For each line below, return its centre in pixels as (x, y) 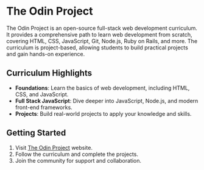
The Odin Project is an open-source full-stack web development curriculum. (102, 28)
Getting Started (36, 133)
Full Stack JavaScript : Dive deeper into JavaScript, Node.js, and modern (107, 101)
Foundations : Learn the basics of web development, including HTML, (102, 88)
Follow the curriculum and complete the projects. (77, 154)
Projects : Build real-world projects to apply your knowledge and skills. (103, 113)
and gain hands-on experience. (46, 54)
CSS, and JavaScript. (42, 94)
